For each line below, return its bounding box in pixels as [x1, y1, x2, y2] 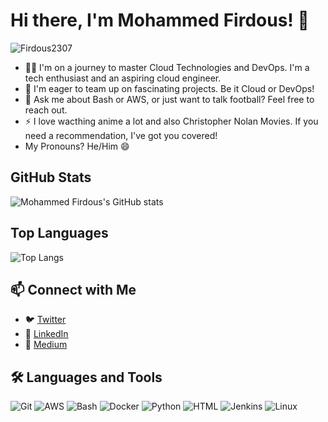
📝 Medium [24, 339, 68, 351]
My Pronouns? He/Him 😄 [24, 140, 130, 152]
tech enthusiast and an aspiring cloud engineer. [24, 72, 222, 84]
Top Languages [10, 225, 109, 242]
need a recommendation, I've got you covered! [24, 129, 218, 141]
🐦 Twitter [24, 314, 67, 326]
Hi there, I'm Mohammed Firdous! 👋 [10, 9, 310, 32]
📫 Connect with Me [10, 281, 137, 298]
